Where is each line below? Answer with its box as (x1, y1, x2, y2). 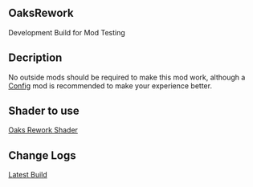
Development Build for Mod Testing (8, 27, 126, 37)
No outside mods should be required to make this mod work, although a (8, 72, 246, 82)
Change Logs (8, 148, 76, 162)
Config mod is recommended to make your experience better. (8, 80, 213, 91)
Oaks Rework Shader (8, 125, 79, 135)
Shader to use (8, 104, 80, 118)
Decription (8, 51, 63, 65)
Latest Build (8, 170, 48, 180)
